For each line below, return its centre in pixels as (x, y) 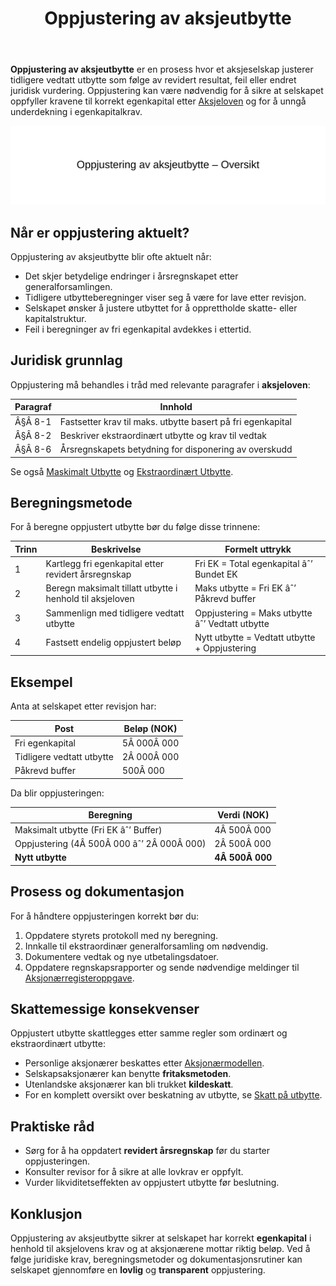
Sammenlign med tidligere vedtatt (115, 613)
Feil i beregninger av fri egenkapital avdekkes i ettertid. (138, 329)
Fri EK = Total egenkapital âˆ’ (253, 564)
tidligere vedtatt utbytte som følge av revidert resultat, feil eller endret (153, 80)
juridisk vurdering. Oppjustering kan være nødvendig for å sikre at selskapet (167, 91)
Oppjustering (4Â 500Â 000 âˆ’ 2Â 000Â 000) (110, 843)
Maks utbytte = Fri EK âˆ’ (245, 588)
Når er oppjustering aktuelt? (100, 232)
